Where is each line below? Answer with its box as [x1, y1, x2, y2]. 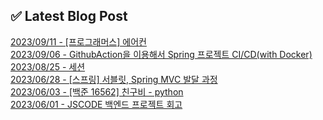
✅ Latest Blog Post [10, 8, 128, 25]
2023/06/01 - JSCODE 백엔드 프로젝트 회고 [10, 98, 183, 110]
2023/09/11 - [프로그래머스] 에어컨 [10, 35, 147, 48]
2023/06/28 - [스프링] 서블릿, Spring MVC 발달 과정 [10, 73, 218, 85]
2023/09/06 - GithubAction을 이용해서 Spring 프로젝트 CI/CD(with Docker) [10, 48, 313, 60]
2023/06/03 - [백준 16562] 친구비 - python [10, 85, 184, 98]
